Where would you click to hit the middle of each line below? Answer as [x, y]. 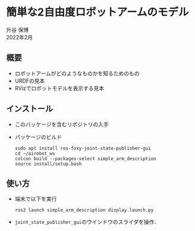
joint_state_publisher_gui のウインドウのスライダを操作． [87, 222]
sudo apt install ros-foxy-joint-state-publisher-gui [83, 148]
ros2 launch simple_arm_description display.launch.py [84, 210]
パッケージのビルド [38, 137]
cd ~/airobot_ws [35, 153]
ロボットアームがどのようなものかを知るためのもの [77, 73]
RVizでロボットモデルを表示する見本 [59, 88]
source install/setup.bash [48, 164]
